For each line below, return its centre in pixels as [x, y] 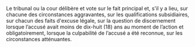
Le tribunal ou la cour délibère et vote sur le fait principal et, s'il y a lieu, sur [97, 8]
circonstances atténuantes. [39, 39]
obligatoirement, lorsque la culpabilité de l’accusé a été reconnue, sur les [95, 33]
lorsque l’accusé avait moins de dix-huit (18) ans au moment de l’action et [95, 27]
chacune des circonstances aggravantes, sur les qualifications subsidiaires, [98, 15]
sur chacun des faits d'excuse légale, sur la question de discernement [91, 21]
